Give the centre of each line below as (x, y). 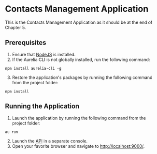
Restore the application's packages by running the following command (82, 77)
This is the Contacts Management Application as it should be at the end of (79, 22)
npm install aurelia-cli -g (33, 68)
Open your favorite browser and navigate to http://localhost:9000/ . (78, 146)
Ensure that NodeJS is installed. (44, 54)
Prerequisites (26, 43)
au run (12, 132)
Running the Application (42, 106)
